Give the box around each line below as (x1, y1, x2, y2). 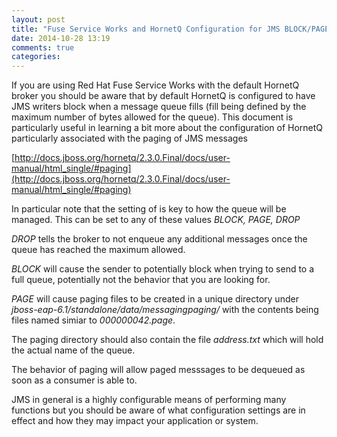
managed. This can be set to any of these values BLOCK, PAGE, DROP (11, 214, 301, 226)
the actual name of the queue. (11, 344, 136, 356)
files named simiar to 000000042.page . (11, 314, 176, 326)
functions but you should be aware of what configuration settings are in (11, 404, 306, 416)
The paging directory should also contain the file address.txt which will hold (11, 334, 324, 346)
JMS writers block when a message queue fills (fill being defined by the (11, 101, 307, 113)
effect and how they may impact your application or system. (11, 415, 259, 427)
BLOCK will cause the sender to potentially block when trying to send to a (11, 263, 315, 275)
